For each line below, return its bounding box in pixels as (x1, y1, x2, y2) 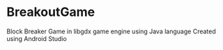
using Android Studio (6, 34, 67, 42)
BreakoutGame (6, 4, 95, 20)
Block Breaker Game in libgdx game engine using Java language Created (6, 27, 217, 35)
